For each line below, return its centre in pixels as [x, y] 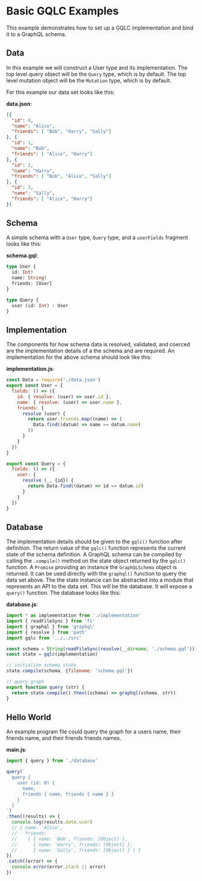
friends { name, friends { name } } [68, 794]
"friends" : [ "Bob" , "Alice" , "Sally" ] [62, 176]
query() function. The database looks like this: [63, 593]
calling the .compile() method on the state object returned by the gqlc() [96, 561]
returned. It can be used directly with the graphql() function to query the [96, 574]
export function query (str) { [45, 687]
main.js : [17, 750]
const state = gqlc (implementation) [52, 655]
